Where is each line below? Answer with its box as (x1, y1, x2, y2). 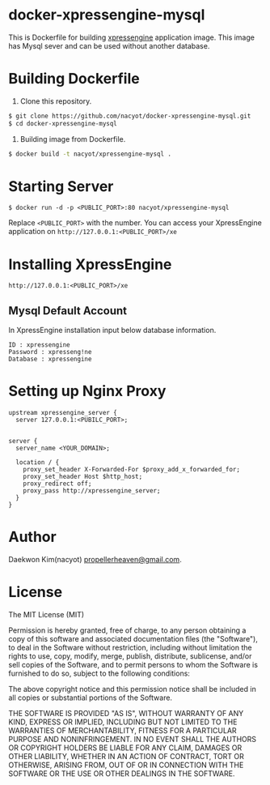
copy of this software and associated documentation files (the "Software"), (8, 634, 259, 643)
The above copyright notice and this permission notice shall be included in (8, 685, 256, 693)
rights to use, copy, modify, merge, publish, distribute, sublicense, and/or (8, 651, 252, 661)
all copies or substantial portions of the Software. (8, 693, 172, 702)
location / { (15, 459, 60, 467)
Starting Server (8, 177, 114, 195)
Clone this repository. (19, 96, 92, 106)
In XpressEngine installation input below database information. (8, 326, 217, 335)
